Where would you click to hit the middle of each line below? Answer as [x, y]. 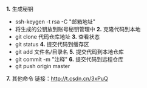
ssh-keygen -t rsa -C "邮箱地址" [55, 22]
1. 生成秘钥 [20, 9]
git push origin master [43, 66]
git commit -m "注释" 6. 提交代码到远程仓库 [69, 59]
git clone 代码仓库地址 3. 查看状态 [57, 37]
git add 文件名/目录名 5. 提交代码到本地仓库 [70, 52]
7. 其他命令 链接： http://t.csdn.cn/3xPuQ [57, 78]
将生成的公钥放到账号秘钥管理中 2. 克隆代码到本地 [78, 29]
